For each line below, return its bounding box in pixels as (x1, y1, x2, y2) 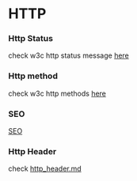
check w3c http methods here (8, 89, 107, 98)
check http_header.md (8, 164, 82, 174)
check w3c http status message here (8, 51, 129, 60)
